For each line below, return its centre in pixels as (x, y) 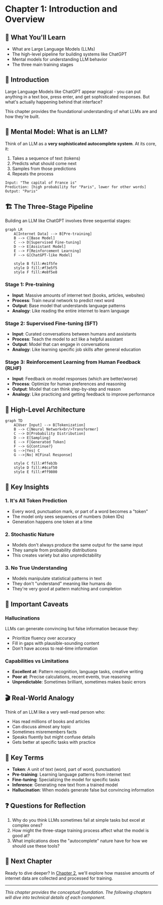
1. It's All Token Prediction (36, 501)
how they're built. (23, 116)
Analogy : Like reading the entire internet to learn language (71, 311)
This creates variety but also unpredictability (57, 555)
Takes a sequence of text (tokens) (46, 158)
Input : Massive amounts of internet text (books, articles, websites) (78, 295)
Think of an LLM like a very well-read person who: (55, 712)
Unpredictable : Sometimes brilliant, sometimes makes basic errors (79, 682)
